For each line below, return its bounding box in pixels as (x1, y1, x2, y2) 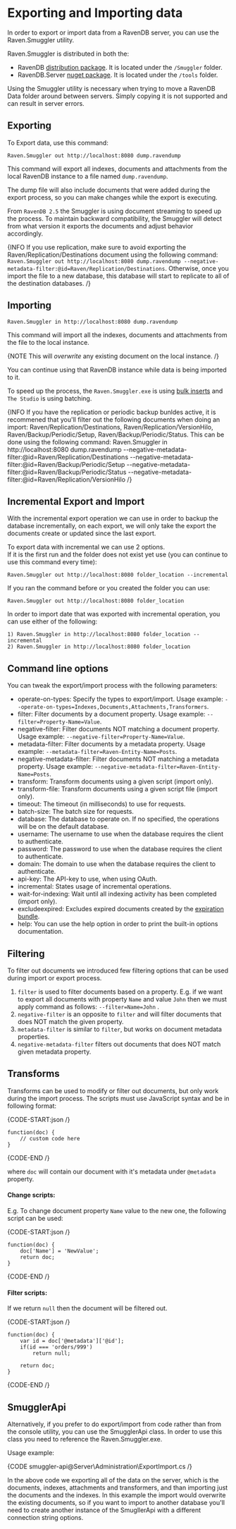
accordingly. (7, 229, 44, 238)
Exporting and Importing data (7, 5, 183, 21)
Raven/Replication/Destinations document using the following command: (7, 250, 218, 259)
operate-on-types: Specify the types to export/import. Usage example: (17, 695, 223, 703)
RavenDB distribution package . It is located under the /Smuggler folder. (17, 63, 223, 71)
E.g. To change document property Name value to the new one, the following (7, 1207, 227, 1215)
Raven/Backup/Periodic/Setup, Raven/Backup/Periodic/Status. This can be (7, 430, 225, 439)
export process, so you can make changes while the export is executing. (7, 193, 218, 202)
